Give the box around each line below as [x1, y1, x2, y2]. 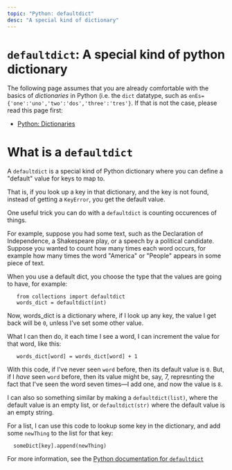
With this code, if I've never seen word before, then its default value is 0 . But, [7, 365, 225, 374]
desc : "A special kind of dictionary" [7, 17, 119, 24]
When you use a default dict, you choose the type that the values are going [7, 272, 222, 281]
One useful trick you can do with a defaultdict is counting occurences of [7, 209, 217, 217]
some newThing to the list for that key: [7, 429, 114, 437]
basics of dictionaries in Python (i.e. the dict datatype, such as [7, 92, 188, 100]
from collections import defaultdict [16, 293, 126, 301]
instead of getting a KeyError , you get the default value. [7, 195, 166, 203]
